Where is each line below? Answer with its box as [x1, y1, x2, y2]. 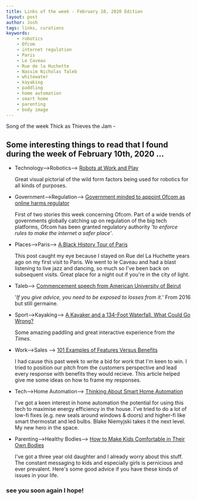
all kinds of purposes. [14, 182, 67, 189]
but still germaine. [14, 300, 59, 307]
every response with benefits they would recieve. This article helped [14, 370, 180, 377]
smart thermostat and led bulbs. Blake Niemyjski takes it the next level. [14, 418, 186, 425]
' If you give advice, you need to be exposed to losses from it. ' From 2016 [14, 294, 191, 301]
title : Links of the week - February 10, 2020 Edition [6, 8, 143, 15]
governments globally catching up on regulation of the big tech [14, 217, 167, 225]
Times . [14, 335, 31, 342]
